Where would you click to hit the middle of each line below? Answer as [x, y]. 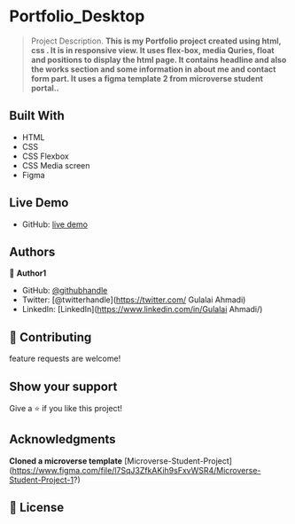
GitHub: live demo [55, 224]
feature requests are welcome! [65, 359]
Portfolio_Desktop [77, 16]
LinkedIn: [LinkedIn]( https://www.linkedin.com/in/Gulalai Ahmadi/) [142, 309]
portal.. [45, 88]
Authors [32, 251]
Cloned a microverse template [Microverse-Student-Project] [121, 461]
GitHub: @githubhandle [65, 291]
